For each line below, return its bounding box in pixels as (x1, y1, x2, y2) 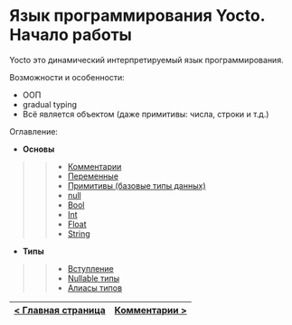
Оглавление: (9, 125, 59, 136)
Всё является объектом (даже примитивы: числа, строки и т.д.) (22, 108, 269, 119)
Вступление (67, 263, 115, 274)
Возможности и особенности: (9, 71, 125, 82)
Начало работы (9, 24, 133, 45)
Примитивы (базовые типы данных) (67, 180, 206, 190)
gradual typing (22, 98, 78, 109)
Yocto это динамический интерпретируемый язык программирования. (9, 54, 284, 65)
